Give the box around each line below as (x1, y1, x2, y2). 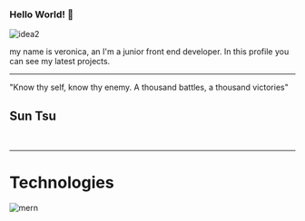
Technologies (9, 172, 115, 193)
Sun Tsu (9, 108, 57, 123)
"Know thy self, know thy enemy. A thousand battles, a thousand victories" (9, 82, 289, 93)
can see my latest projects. (9, 56, 111, 67)
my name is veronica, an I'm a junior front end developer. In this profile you (9, 46, 290, 57)
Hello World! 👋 (9, 8, 74, 21)
